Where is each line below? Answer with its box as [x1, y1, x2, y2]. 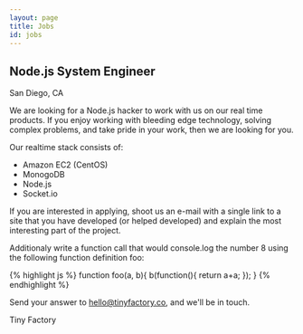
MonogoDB [22, 169, 65, 180]
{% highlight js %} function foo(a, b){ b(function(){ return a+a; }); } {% [9, 270, 270, 281]
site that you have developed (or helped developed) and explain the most [9, 215, 282, 226]
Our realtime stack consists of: [9, 142, 124, 153]
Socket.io [22, 188, 59, 199]
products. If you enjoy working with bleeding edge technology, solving [9, 115, 272, 126]
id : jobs [9, 30, 43, 39]
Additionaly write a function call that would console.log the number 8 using [9, 243, 289, 253]
